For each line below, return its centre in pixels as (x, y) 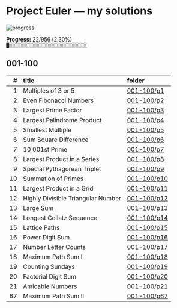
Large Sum (38, 208)
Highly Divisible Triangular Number (72, 198)
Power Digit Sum (46, 237)
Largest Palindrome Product (62, 120)
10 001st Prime (45, 149)
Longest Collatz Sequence (60, 218)
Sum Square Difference (56, 140)
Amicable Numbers (50, 286)
